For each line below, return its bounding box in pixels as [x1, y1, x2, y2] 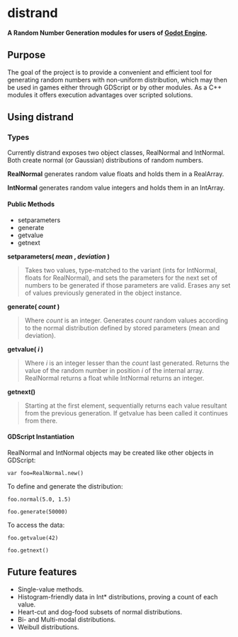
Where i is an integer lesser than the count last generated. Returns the [24, 359, 230, 367]
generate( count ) [7, 302, 60, 310]
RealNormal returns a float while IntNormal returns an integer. [24, 374, 205, 382]
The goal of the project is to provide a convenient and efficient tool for [7, 67, 212, 76]
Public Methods [7, 200, 55, 209]
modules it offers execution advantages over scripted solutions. [7, 90, 193, 99]
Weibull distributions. [17, 623, 79, 631]
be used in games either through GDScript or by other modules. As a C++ [7, 83, 222, 92]
